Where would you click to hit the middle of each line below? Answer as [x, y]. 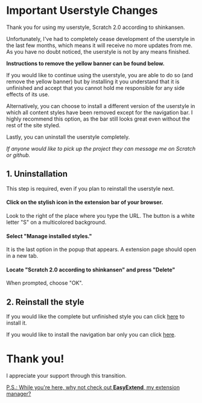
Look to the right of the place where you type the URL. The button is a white [100, 215]
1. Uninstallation [37, 174]
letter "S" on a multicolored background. [56, 222]
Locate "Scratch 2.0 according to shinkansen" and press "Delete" [91, 270]
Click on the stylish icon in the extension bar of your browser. [85, 202]
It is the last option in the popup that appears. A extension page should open [101, 249]
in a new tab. [22, 256]
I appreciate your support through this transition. [66, 376]
